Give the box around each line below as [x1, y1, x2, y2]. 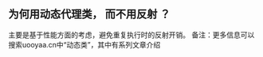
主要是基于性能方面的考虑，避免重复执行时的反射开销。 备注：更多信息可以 [8, 30, 255, 40]
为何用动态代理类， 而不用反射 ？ [8, 7, 171, 21]
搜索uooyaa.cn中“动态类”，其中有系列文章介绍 [8, 40, 161, 49]
